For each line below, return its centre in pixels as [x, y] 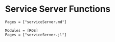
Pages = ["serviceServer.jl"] [36, 35]
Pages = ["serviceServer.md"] [36, 22]
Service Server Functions [58, 9]
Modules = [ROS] [22, 30]
